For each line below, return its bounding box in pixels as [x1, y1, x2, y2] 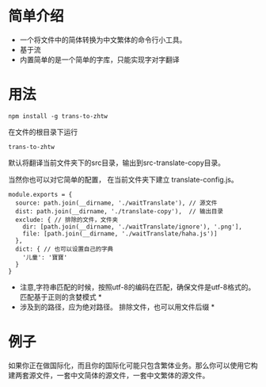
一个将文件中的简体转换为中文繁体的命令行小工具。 [19, 35, 187, 44]
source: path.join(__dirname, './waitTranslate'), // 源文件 [15, 199, 218, 207]
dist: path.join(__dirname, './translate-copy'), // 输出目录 [15, 207, 224, 215]
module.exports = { [8, 190, 73, 198]
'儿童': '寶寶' [22, 253, 68, 262]
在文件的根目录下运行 [8, 127, 78, 136]
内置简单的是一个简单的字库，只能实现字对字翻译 [19, 55, 180, 64]
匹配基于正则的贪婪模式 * [19, 292, 102, 301]
